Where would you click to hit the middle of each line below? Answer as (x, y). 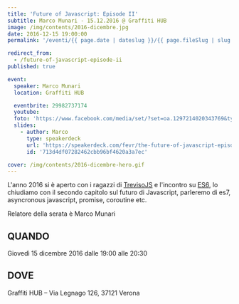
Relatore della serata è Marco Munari (62, 214)
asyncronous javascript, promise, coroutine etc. (77, 200)
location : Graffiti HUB (49, 93)
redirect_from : (30, 53)
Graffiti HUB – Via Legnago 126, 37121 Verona (74, 293)
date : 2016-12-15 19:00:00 (47, 34)
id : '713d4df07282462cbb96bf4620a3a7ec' (87, 152)
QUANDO (28, 236)
